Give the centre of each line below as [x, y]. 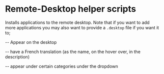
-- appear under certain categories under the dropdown [62, 66]
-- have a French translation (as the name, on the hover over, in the [73, 52]
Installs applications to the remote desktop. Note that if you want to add [77, 22]
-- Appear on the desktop [31, 42]
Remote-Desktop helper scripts [71, 9]
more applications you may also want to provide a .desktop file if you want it [82, 27]
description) [17, 56]
